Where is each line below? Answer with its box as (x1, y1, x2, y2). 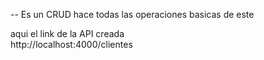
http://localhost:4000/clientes (10, 39, 133, 50)
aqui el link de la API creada (10, 28, 125, 39)
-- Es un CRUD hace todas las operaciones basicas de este (10, 9, 255, 20)
